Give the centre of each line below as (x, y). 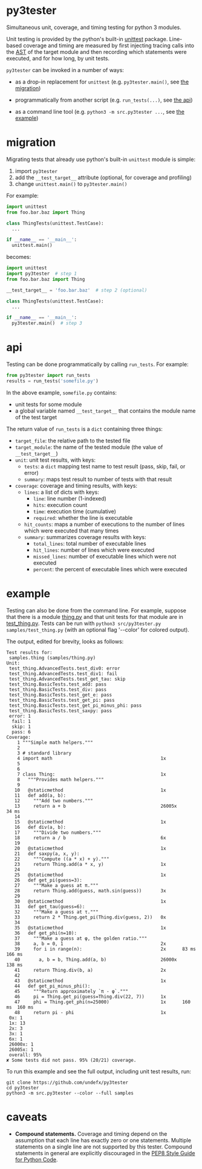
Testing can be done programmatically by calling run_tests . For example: (97, 364)
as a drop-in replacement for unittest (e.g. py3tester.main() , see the (102, 82)
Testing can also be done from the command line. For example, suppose (96, 610)
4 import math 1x (92, 758)
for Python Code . (37, 1159)
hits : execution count (60, 505)
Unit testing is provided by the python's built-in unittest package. (87, 39)
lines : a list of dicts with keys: (62, 492)
